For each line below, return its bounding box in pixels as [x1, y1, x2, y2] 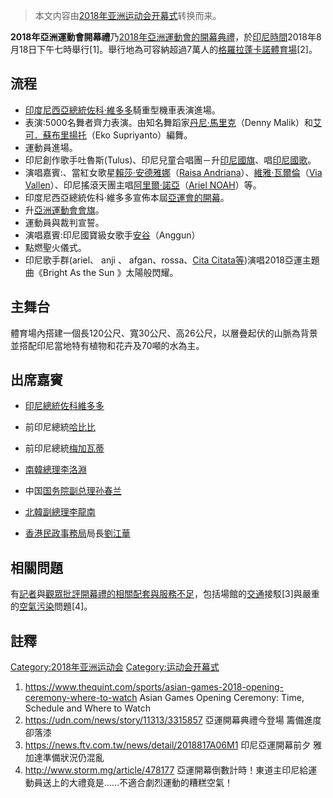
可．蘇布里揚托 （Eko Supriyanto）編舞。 [24, 129, 193, 141]
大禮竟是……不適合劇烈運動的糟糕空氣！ [68, 777, 233, 789]
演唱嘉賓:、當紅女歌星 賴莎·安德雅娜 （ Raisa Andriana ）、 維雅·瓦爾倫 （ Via [24, 166, 323, 178]
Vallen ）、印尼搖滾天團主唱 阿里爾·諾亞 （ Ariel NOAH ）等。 [24, 179, 262, 191]
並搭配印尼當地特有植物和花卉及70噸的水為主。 [10, 339, 205, 351]
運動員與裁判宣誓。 [24, 216, 105, 228]
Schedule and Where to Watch [24, 702, 152, 714]
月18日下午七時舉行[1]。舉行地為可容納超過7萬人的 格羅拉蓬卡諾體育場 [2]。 [10, 44, 318, 55]
